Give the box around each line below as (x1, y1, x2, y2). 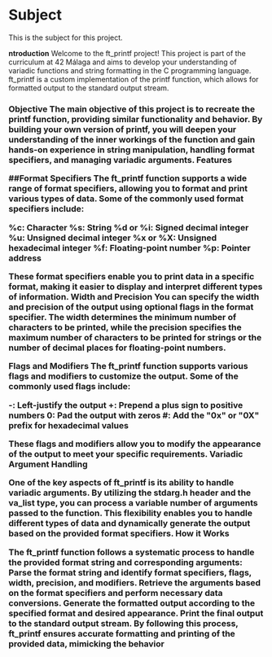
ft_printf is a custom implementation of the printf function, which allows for (8, 74, 259, 84)
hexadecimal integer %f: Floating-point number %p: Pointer (8, 242, 251, 253)
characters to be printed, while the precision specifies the (8, 322, 242, 333)
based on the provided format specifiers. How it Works (8, 528, 230, 539)
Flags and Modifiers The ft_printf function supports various (8, 361, 248, 372)
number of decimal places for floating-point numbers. (8, 342, 226, 353)
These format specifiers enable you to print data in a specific (8, 270, 255, 282)
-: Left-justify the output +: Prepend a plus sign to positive (8, 399, 243, 410)
